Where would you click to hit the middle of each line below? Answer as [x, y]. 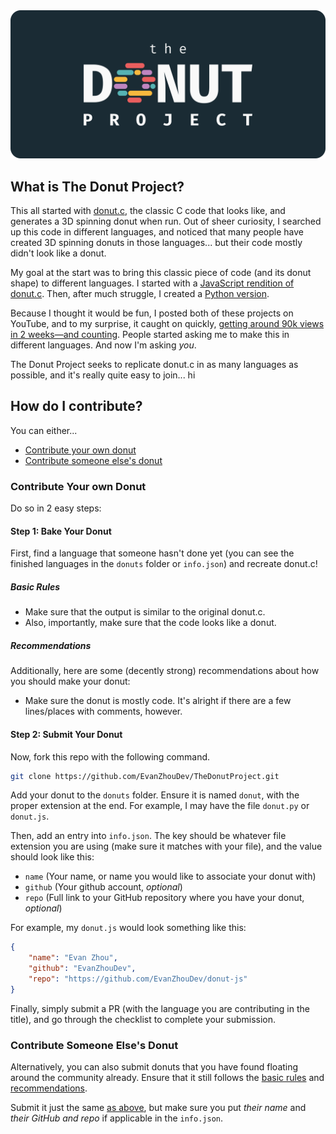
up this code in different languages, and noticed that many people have [157, 232]
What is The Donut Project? [97, 186]
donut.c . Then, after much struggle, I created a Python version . [140, 294]
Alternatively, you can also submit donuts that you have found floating [154, 1067]
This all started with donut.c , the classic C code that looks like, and [148, 211]
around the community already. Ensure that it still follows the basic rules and [167, 1078]
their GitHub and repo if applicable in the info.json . [116, 1118]
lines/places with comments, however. [103, 711]
